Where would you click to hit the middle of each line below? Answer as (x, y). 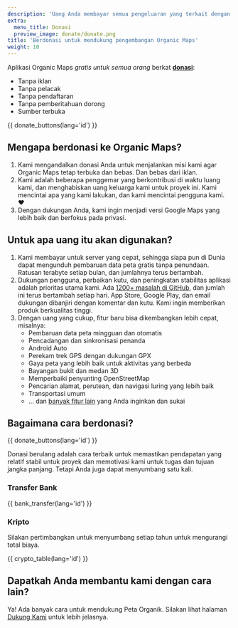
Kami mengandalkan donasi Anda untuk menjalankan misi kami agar (117, 164)
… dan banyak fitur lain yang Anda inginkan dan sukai (107, 401)
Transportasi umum (57, 393)
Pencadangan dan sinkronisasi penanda (87, 340)
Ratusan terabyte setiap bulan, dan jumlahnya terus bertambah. (110, 272)
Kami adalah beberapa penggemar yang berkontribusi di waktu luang (119, 179)
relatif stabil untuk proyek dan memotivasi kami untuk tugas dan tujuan (111, 462)
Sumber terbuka (41, 111)
